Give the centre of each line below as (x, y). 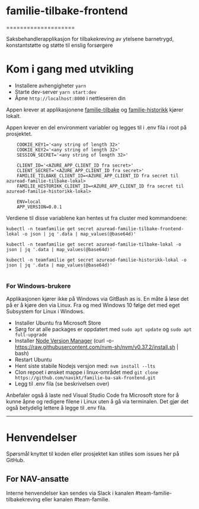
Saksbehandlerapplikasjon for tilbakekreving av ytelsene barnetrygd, (90, 39)
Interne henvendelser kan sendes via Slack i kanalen (70, 493)
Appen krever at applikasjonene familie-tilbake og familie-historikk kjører (95, 109)
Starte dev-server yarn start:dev (55, 92)
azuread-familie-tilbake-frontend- (140, 229)
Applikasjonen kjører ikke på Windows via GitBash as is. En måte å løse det (97, 299)
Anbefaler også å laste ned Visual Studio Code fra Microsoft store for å (93, 395)
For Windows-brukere (38, 286)
